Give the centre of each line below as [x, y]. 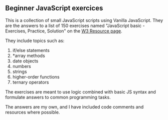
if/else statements [31, 50]
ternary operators [31, 82]
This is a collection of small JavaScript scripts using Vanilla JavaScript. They [84, 20]
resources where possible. [33, 112]
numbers [22, 66]
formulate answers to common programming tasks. [58, 97]
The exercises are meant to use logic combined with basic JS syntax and [81, 91]
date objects [25, 61]
